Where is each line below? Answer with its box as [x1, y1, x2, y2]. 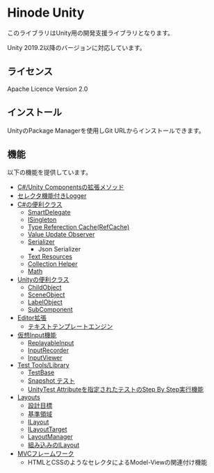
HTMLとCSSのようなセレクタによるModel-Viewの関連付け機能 [27, 458, 208, 467]
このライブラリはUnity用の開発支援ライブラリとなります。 [7, 28, 174, 37]
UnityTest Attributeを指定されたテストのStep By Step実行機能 [27, 385, 204, 394]
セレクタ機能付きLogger [17, 192, 87, 200]
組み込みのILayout [27, 441, 80, 449]
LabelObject [27, 298, 63, 306]
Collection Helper [27, 260, 78, 268]
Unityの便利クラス [17, 276, 69, 284]
